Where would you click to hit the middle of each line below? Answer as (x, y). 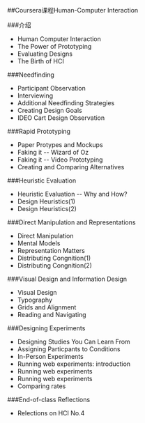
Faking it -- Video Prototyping (60, 160)
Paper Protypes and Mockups (60, 145)
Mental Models (39, 243)
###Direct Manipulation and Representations (71, 222)
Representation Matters (51, 251)
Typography (35, 300)
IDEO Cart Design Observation (61, 118)
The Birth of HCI (40, 61)
